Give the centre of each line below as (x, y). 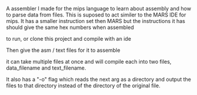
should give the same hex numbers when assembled (70, 27)
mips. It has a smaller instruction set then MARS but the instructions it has (96, 21)
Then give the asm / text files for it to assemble (63, 50)
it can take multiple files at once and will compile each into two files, (89, 62)
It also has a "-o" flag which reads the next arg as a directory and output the (99, 79)
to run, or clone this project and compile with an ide (69, 39)
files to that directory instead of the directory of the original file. (83, 86)
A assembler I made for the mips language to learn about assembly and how (99, 9)
